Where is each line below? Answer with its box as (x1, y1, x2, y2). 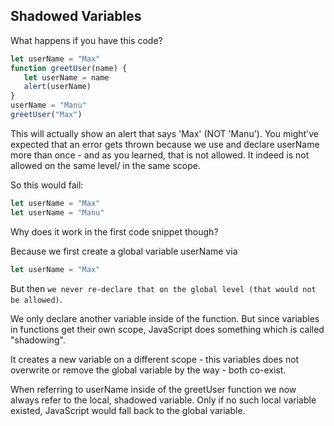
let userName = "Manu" (10, 207, 105, 218)
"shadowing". (10, 334, 66, 346)
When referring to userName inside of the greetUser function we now (10, 383, 297, 395)
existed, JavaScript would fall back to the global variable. (10, 404, 246, 416)
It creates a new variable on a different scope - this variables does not (10, 353, 300, 365)
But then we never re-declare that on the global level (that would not (10, 282, 317, 294)
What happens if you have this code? (10, 34, 163, 46)
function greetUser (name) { (10, 63, 128, 73)
